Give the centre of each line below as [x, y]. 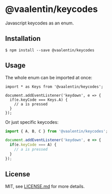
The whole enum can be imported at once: [49, 77]
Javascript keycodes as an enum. [40, 23]
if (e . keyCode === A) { [33, 145]
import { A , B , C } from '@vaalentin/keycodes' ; [56, 131]
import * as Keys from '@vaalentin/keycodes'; [54, 87]
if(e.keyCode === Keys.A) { [39, 100]
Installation [23, 39]
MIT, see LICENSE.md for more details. [45, 186]
